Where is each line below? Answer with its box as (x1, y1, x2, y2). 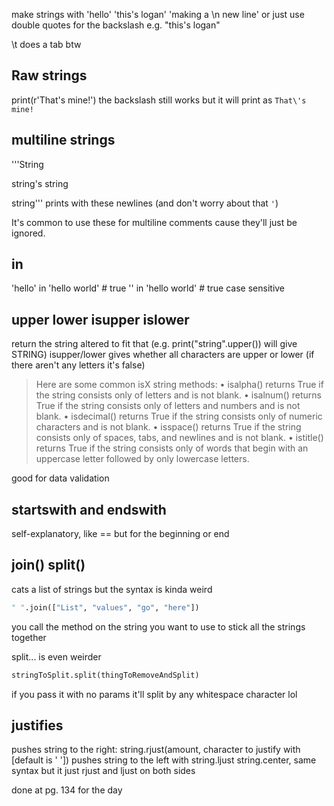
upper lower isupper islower (11, 311, 190, 328)
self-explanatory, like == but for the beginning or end (11, 528, 230, 540)
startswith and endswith (11, 501, 167, 518)
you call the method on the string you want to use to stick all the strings (11, 620, 306, 633)
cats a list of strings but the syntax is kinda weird (11, 583, 213, 595)
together (11, 631, 47, 643)
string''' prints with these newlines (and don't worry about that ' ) (11, 197, 279, 209)
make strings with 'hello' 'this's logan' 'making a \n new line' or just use (11, 9, 305, 20)
